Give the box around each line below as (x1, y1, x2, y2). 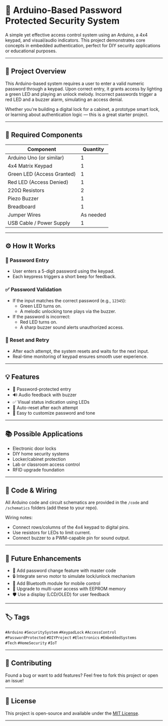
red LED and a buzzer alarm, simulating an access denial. (5, 96, 123, 102)
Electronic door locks (12, 445, 56, 451)
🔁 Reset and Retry (5, 336, 49, 343)
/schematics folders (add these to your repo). (5, 505, 98, 511)
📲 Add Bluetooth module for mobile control (12, 580, 101, 586)
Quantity (82, 146, 104, 153)
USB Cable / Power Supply (7, 219, 70, 226)
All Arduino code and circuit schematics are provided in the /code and (5, 500, 148, 506)
